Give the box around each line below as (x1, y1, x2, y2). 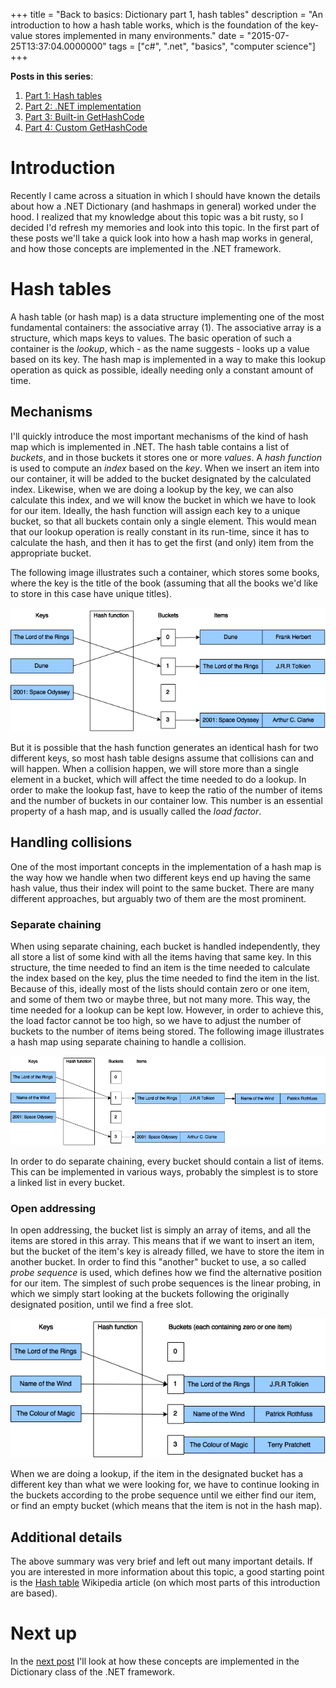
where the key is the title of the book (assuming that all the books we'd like (10, 577, 318, 589)
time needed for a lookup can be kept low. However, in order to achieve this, (10, 1004, 324, 1016)
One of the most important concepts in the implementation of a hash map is (10, 860, 322, 873)
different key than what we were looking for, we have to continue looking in (10, 1479, 320, 1491)
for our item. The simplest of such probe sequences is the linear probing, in (10, 1277, 321, 1289)
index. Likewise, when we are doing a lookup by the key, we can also (10, 483, 294, 495)
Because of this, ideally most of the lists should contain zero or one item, (10, 983, 310, 995)
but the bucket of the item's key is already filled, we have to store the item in (10, 1245, 325, 1257)
